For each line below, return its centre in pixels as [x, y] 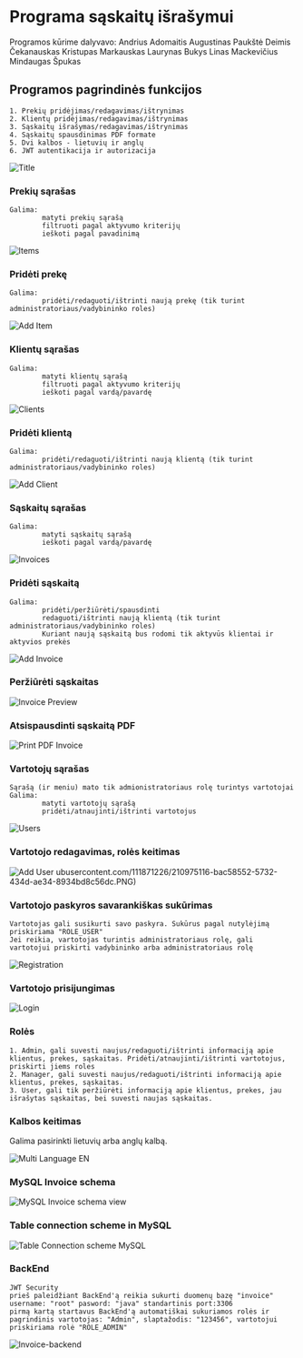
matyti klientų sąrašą [85, 376]
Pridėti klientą [41, 432]
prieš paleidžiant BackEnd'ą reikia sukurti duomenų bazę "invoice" [142, 1295]
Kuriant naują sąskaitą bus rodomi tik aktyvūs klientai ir [158, 634]
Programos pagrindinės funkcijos [106, 90]
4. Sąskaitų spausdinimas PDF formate [83, 135]
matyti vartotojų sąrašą [89, 804]
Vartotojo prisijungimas [63, 988]
